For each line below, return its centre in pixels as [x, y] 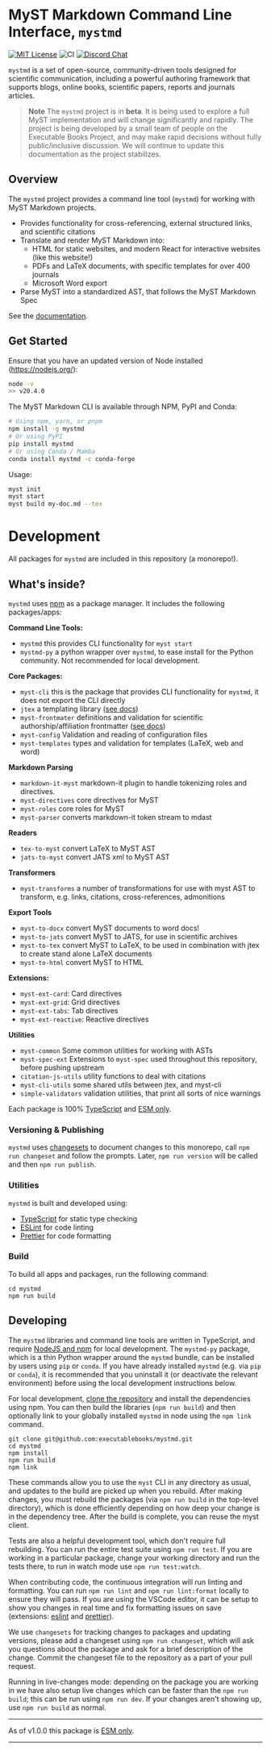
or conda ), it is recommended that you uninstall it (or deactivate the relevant [133, 1374]
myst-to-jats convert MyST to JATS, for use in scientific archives [129, 936]
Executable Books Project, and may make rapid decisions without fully [145, 137]
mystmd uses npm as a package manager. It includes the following [117, 603]
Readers [23, 833]
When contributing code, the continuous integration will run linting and [125, 1582]
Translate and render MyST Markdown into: [92, 240]
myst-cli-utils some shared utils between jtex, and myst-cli [121, 1084]
